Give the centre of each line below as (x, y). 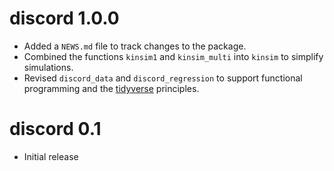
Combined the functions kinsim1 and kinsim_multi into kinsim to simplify (173, 56)
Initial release (51, 156)
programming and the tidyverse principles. (111, 88)
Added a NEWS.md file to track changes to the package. (135, 46)
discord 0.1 (55, 129)
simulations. (48, 67)
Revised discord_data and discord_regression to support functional (163, 78)
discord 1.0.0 (64, 18)
